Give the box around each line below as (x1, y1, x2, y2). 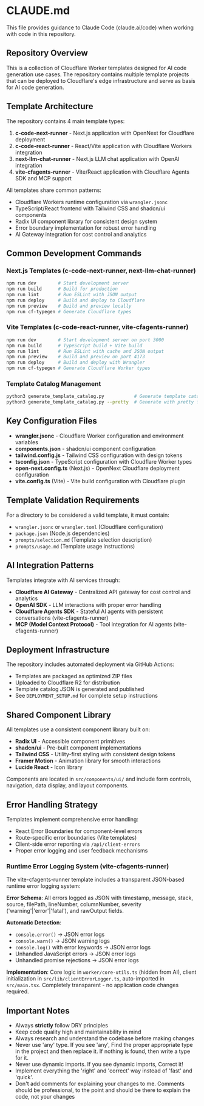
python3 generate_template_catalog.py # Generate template (6, 394, 186, 400)
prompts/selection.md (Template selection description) (15, 536, 152, 543)
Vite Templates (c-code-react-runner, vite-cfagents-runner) (6, 323, 189, 331)
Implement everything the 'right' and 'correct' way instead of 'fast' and (15, 1067, 192, 1074)
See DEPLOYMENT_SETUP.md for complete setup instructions (15, 692, 158, 700)
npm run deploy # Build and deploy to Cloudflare (6, 297, 146, 303)
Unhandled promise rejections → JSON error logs (15, 957, 139, 964)
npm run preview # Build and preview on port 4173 (6, 354, 146, 360)
